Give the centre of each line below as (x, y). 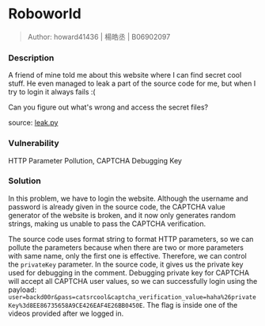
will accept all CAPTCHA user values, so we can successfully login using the (133, 281)
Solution (25, 181)
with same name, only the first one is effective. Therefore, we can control (127, 255)
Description (31, 58)
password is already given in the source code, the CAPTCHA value (117, 206)
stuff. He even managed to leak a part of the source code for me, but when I (132, 83)
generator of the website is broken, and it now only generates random (122, 215)
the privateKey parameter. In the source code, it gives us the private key (126, 264)
